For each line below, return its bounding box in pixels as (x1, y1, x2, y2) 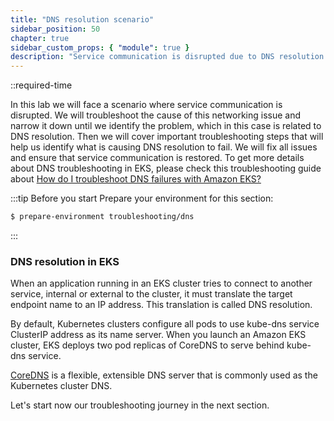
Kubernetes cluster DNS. (10, 380, 113, 392)
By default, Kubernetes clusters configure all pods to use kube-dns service (10, 318, 320, 330)
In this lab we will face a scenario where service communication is (10, 99, 283, 111)
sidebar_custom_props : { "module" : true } (10, 42, 190, 53)
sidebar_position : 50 (10, 24, 101, 34)
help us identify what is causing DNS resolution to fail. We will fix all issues (10, 141, 318, 153)
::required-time (10, 79, 73, 91)
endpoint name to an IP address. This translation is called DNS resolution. (10, 299, 313, 311)
